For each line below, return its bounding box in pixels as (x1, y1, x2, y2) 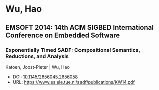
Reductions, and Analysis (5, 53, 69, 60)
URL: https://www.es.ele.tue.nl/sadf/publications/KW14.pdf (12, 79, 135, 85)
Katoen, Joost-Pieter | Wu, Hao (5, 64, 70, 70)
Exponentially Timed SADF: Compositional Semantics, (5, 46, 140, 53)
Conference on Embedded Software (5, 31, 120, 39)
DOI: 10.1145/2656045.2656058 (12, 74, 78, 80)
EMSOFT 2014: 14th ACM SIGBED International (5, 23, 154, 32)
